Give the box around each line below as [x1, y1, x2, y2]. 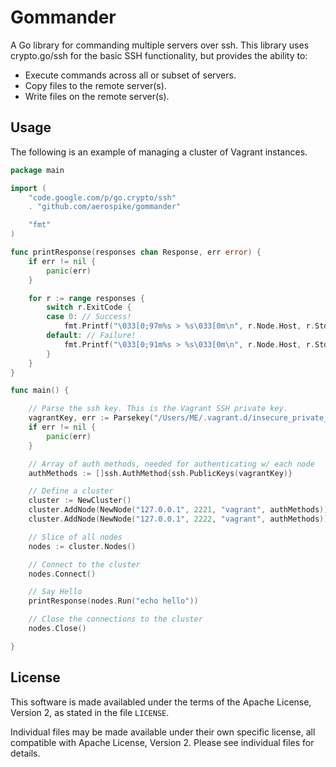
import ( [10, 183, 47, 193]
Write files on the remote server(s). [24, 90, 170, 102]
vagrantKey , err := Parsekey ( [28, 413, 155, 423]
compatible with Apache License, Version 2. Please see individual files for [10, 736, 315, 748]
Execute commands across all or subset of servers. [24, 69, 237, 81]
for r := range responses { [28, 293, 145, 303]
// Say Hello [28, 587, 83, 597]
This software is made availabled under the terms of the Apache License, [10, 696, 312, 708]
